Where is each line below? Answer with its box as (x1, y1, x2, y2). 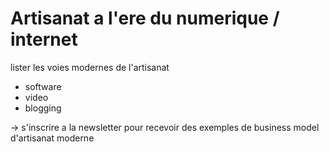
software (24, 80, 62, 92)
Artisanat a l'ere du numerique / (10, 7, 280, 30)
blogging (24, 102, 62, 114)
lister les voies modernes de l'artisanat (10, 61, 170, 73)
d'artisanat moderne (10, 132, 95, 144)
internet (10, 28, 78, 51)
